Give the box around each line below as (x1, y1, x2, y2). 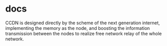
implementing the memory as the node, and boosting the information (5, 25, 150, 31)
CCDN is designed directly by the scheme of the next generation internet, (5, 20, 160, 26)
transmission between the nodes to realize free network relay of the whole (5, 30, 162, 36)
